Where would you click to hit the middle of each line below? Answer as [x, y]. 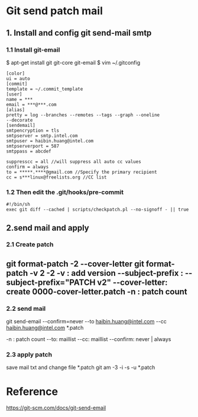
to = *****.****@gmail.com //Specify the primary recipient [82, 172]
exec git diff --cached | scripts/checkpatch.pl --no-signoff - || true [98, 210]
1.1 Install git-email [33, 50]
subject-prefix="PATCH [51, 282]
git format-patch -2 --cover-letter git [75, 264]
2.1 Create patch [30, 244]
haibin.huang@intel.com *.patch [45, 328]
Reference [32, 391]
